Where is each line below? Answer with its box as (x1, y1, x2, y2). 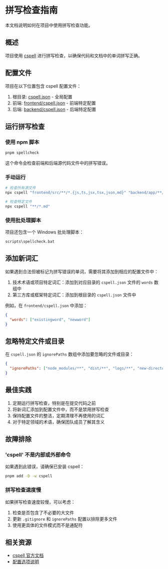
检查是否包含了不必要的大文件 (12, 509, 74, 515)
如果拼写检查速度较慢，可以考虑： (5, 499, 75, 505)
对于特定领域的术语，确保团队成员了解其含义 (12, 419, 105, 425)
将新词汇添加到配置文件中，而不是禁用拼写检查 (12, 406, 109, 412)
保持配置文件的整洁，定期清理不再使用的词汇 (12, 412, 105, 418)
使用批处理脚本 (5, 216, 41, 223)
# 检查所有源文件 (5, 185, 36, 191)
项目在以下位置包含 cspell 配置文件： (5, 83, 81, 89)
